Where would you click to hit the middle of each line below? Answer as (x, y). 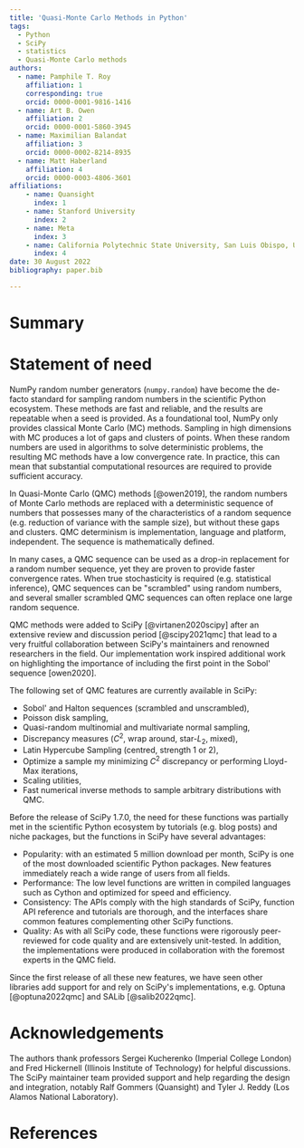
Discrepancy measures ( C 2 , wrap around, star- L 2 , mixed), (130, 739)
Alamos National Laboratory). (64, 1097)
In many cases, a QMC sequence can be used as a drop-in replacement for (149, 559)
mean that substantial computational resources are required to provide (141, 466)
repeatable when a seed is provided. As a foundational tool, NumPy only (144, 418)
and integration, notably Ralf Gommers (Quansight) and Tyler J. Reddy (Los (149, 1087)
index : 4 (50, 254)
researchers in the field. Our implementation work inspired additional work (148, 654)
